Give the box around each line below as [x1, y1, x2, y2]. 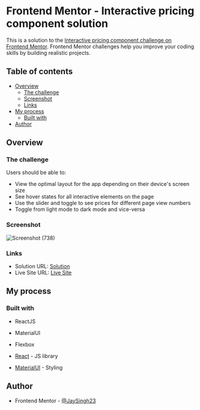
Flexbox [14, 341, 35, 348]
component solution [6, 17, 109, 30]
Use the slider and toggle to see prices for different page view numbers [14, 200, 191, 207]
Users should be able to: [6, 169, 67, 176]
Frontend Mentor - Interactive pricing [6, 4, 195, 18]
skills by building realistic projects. [6, 49, 91, 56]
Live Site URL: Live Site [14, 269, 72, 277]
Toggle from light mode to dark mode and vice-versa [14, 206, 145, 213]
